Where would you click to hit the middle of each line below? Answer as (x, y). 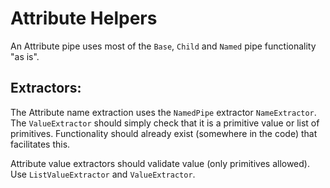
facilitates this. (40, 144)
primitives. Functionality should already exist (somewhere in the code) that (164, 133)
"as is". (25, 56)
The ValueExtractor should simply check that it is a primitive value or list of (165, 123)
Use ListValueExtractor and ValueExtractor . (103, 174)
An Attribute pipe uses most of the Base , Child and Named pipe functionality (163, 46)
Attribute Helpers (84, 18)
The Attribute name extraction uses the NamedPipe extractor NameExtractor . (163, 112)
